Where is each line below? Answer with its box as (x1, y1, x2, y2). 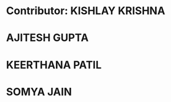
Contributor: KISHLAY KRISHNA (6, 4, 166, 18)
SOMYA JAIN (6, 85, 72, 98)
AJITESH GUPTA (6, 31, 89, 45)
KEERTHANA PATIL (6, 58, 102, 71)
